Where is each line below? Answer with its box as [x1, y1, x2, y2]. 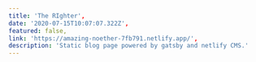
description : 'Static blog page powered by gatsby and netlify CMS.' [8, 42, 249, 50]
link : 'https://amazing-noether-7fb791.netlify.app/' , [8, 34, 198, 43]
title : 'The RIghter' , [8, 11, 85, 20]
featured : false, [8, 27, 67, 35]
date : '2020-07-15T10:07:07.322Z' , [8, 19, 129, 27]
